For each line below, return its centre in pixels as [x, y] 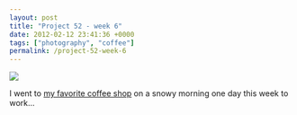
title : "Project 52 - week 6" [66, 26]
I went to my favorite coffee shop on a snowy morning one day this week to [149, 93]
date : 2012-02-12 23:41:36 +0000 [72, 34]
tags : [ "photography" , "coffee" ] [72, 43]
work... [22, 103]
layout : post [34, 18]
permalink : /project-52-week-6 [68, 51]
